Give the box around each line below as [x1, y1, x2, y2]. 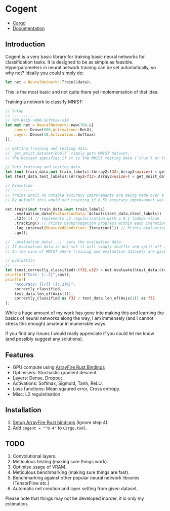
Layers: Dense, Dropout [12, 375, 62, 381]
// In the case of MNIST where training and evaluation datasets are [5, 249, 155, 254]
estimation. [5, 500, 29, 506]
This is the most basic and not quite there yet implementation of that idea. [5, 88, 159, 95]
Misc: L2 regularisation [12, 391, 61, 397]
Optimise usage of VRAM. [12, 464, 67, 470]
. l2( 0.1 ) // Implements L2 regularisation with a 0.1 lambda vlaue [14, 216, 159, 221]
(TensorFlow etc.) [12, 480, 50, 486]
